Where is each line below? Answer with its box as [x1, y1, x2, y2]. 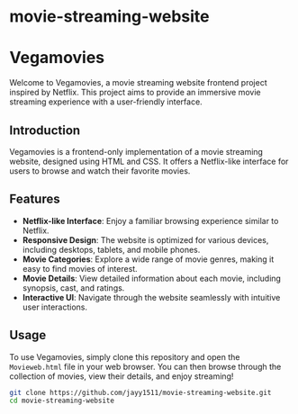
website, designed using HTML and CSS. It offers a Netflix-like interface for [9, 156, 289, 166]
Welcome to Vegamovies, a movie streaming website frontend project [9, 77, 267, 88]
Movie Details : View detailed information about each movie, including [22, 273, 282, 283]
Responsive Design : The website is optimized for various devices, [22, 234, 269, 245]
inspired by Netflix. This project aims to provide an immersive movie [9, 87, 261, 98]
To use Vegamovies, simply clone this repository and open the [9, 351, 240, 362]
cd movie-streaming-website [9, 396, 115, 406]
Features [9, 192, 60, 207]
